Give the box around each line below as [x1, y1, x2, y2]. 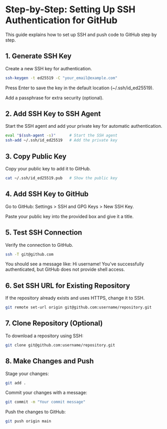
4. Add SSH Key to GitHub [5, 190, 89, 199]
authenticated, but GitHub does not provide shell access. [5, 266, 125, 272]
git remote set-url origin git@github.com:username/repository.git [5, 305, 152, 310]
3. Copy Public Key [5, 152, 67, 161]
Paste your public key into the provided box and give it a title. [5, 213, 134, 219]
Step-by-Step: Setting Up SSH [5, 4, 136, 15]
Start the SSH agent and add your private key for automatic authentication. [5, 123, 162, 129]
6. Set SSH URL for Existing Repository [5, 281, 130, 290]
